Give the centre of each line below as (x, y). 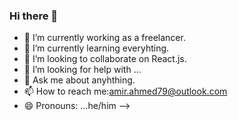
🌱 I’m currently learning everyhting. (96, 48)
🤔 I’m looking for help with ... (82, 70)
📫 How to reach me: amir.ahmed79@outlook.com (125, 91)
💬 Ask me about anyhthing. (79, 80)
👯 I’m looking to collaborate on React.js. (105, 59)
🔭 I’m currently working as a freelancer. (104, 38)
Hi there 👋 (34, 16)
